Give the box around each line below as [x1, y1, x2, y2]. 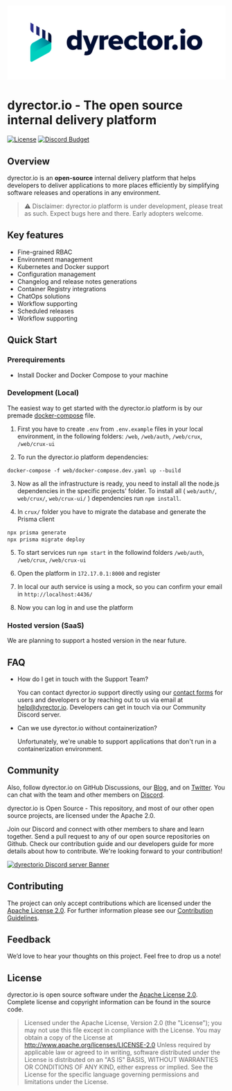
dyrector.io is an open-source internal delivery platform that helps [7, 174, 196, 182]
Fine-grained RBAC [17, 248, 73, 256]
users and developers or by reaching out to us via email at [17, 696, 184, 704]
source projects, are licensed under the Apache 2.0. [7, 811, 156, 820]
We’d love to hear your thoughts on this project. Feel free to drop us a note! [7, 952, 222, 961]
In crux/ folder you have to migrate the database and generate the [17, 507, 206, 515]
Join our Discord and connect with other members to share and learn [7, 825, 204, 833]
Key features [7, 230, 64, 241]
